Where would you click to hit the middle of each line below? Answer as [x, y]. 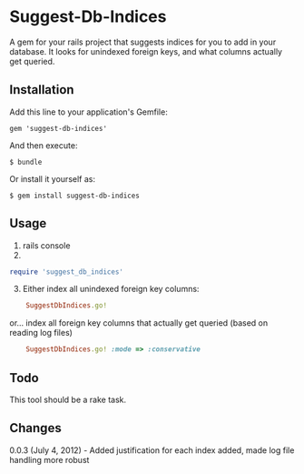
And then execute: [44, 145]
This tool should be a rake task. [68, 399]
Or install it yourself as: [52, 178]
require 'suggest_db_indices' [67, 272]
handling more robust [49, 459]
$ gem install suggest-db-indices [75, 196]
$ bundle [26, 162]
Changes [35, 428]
